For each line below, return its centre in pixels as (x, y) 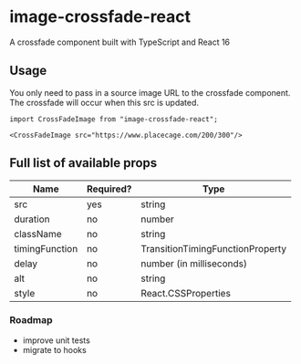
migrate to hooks (54, 349)
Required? (109, 189)
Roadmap (31, 320)
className (38, 234)
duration (32, 219)
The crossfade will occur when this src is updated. (104, 102)
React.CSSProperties (186, 293)
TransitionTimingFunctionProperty (214, 248)
